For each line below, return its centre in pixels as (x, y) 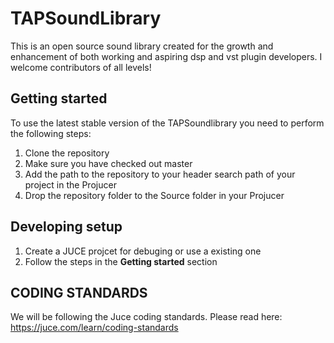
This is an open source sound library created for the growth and (142, 46)
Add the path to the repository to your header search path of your (160, 174)
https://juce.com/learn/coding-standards (94, 328)
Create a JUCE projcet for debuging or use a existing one (143, 251)
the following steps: (51, 133)
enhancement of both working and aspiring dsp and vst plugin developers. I (166, 56)
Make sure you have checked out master (108, 163)
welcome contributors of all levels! (81, 67)
